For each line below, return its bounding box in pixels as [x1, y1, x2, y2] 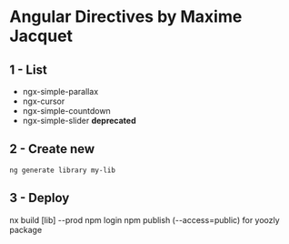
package [9, 224, 43, 235]
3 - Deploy [9, 190, 70, 206]
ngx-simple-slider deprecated [22, 116, 136, 126]
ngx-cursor [22, 96, 65, 107]
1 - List [9, 62, 47, 77]
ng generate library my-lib [9, 166, 116, 175]
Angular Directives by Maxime [9, 6, 243, 27]
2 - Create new [9, 141, 95, 157]
